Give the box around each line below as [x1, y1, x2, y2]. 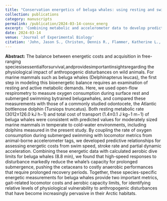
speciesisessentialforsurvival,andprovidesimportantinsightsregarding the [5, 64, 155, 69]
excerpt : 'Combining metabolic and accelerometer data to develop [5, 26, 146, 31]
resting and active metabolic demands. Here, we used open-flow [5, 85, 138, 91]
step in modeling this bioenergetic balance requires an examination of [5, 79, 148, 85]
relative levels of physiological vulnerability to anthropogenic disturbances [5, 185, 158, 191]
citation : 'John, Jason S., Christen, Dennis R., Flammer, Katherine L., [5, 40, 162, 45]
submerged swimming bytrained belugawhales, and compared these [5, 95, 146, 101]
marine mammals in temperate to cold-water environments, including [5, 122, 147, 128]
